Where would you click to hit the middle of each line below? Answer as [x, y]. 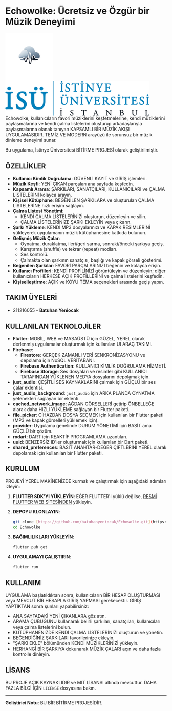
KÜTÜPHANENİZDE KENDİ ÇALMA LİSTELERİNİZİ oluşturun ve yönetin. [88, 632]
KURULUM [23, 469]
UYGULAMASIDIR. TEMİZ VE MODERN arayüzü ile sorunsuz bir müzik [79, 135]
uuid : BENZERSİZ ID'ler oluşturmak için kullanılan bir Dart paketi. [81, 442]
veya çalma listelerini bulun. [42, 627]
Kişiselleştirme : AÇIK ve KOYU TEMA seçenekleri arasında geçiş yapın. [89, 282]
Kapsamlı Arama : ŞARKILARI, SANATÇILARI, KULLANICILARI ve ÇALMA [89, 189]
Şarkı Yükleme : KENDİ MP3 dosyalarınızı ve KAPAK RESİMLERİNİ [82, 227]
